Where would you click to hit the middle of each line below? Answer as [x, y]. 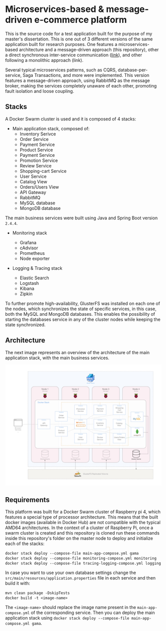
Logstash [29, 283]
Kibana [27, 288]
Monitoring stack [30, 233]
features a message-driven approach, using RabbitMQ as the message [78, 80]
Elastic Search [35, 278]
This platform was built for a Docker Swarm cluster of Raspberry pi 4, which [83, 512]
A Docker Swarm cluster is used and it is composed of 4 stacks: [71, 119]
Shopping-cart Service [43, 171]
